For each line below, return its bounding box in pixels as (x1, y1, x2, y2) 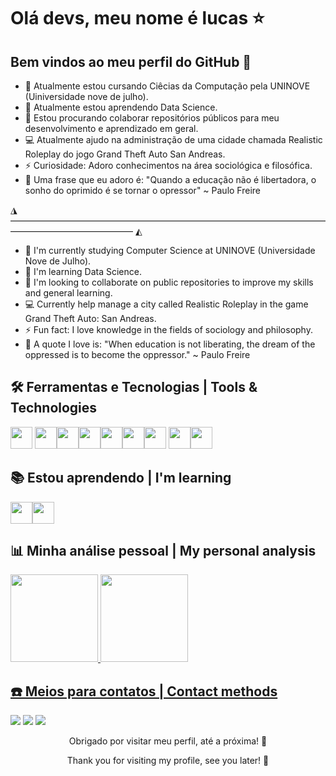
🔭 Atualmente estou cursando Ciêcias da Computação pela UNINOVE (24, 80, 311, 92)
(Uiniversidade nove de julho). (24, 91, 149, 102)
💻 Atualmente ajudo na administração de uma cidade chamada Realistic (24, 134, 323, 145)
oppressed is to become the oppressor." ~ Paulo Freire (24, 349, 251, 360)
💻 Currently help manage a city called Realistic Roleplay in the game (24, 298, 309, 310)
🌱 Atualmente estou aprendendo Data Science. (24, 101, 218, 113)
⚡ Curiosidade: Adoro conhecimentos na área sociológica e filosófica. (24, 160, 313, 171)
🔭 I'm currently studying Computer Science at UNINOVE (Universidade (24, 245, 316, 256)
